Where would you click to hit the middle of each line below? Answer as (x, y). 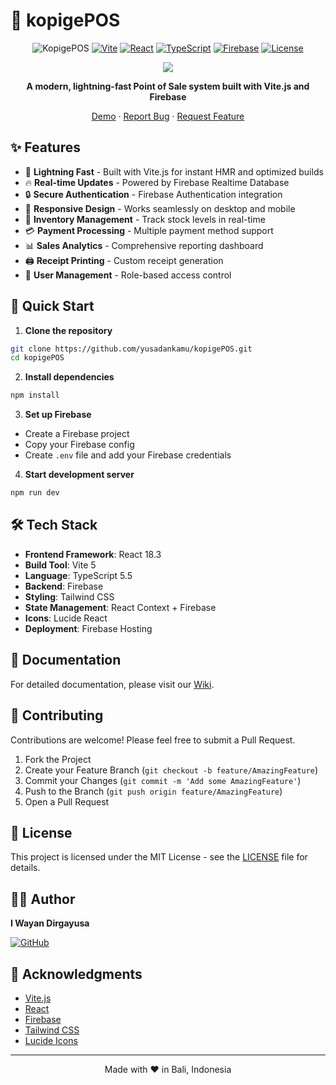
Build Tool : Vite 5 (60, 565)
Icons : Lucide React (66, 618)
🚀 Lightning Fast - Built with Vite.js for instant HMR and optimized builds (174, 171)
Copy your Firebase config (79, 445)
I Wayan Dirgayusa (50, 923)
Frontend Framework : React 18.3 (93, 554)
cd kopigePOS (37, 358)
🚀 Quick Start (52, 306)
